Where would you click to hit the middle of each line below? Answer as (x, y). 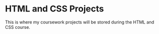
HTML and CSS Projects (55, 9)
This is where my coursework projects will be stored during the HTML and (80, 22)
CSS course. (18, 27)
